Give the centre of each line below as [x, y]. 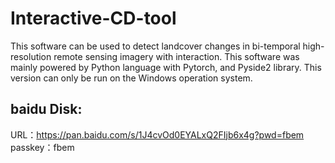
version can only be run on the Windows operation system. [131, 78]
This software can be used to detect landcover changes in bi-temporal [155, 46]
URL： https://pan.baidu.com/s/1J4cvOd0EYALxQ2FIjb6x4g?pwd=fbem [157, 134]
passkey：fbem [42, 147]
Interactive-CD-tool [93, 18]
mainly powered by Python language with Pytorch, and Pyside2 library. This [166, 67]
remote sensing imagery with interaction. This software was [176, 56]
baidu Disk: [46, 109]
